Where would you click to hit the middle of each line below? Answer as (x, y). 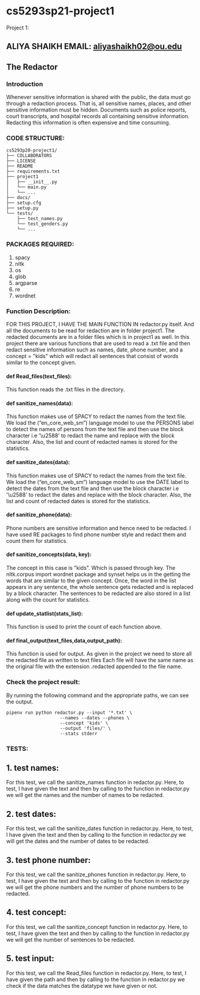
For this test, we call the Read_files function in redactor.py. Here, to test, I (96, 973)
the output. (20, 701)
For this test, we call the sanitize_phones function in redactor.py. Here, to (96, 874)
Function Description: (38, 311)
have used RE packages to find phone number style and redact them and (96, 534)
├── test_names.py (40, 219)
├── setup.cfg (24, 203)
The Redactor (32, 67)
